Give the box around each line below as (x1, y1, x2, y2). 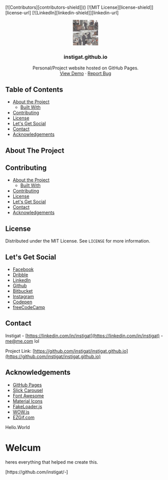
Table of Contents (5, 85, 64, 94)
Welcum (5, 442, 41, 453)
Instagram (12, 293, 34, 299)
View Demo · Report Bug (60, 70, 111, 77)
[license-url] (5, 10, 32, 16)
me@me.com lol (5, 338, 40, 344)
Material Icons (12, 398, 43, 404)
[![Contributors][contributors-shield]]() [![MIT (5, 4, 100, 10)
